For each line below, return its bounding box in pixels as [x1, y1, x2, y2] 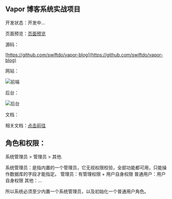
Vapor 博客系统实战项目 [5, 5, 81, 14]
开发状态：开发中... [5, 20, 46, 26]
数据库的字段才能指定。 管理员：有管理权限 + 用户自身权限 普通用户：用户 [9, 171, 166, 177]
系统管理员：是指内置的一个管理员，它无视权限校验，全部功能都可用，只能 [5, 164, 162, 171]
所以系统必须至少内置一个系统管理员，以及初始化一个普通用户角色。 [5, 188, 149, 194]
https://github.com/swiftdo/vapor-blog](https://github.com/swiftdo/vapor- [7, 51, 163, 58]
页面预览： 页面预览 [5, 30, 46, 37]
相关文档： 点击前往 [5, 122, 46, 129]
